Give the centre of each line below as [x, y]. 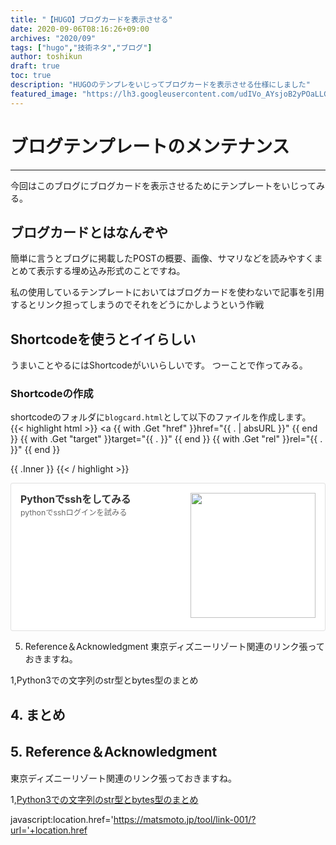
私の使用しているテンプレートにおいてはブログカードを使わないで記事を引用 [167, 292]
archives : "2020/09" [53, 38]
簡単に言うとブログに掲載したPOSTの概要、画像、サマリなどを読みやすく [162, 258]
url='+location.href [49, 830]
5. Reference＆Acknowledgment [114, 752]
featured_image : [44, 94]
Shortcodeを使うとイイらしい [103, 339]
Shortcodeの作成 [52, 394]
